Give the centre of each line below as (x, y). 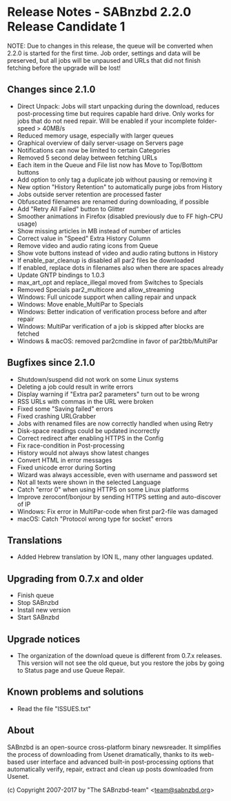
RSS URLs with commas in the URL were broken (85, 401)
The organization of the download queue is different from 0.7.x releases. (120, 656)
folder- (207, 121)
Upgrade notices (44, 639)
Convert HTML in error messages (64, 460)
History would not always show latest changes (83, 452)
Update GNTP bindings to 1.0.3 (61, 275)
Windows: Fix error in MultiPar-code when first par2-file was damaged (118, 511)
